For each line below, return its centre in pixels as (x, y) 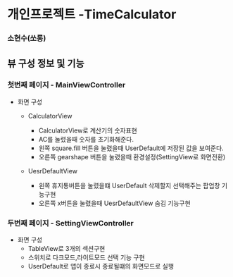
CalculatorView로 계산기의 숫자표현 (88, 130)
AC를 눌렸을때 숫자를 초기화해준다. (86, 139)
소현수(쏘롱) (27, 38)
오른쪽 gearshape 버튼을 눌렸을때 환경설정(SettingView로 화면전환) (132, 156)
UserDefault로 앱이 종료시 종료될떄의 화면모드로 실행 (101, 266)
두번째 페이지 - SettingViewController (70, 223)
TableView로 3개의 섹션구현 (67, 249)
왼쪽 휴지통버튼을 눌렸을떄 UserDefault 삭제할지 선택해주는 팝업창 (129, 185)
